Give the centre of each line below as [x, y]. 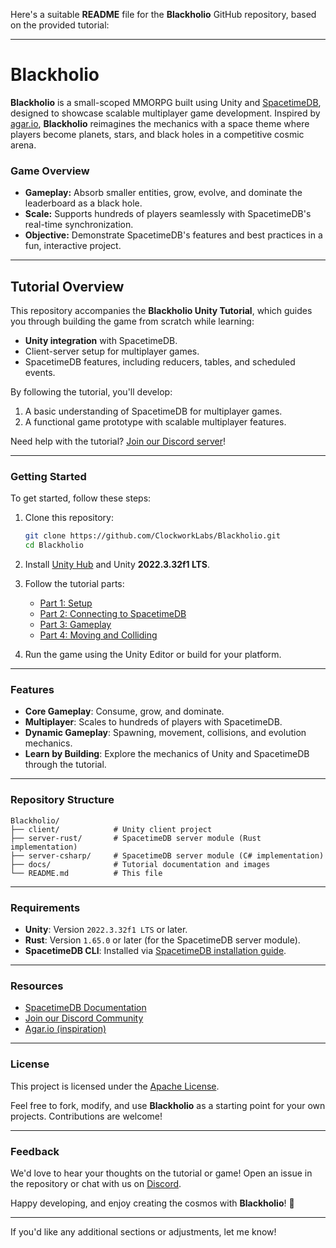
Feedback [35, 1151]
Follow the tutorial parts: [74, 584]
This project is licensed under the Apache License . [115, 1086]
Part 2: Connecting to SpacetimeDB [113, 614]
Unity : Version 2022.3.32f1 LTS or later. [106, 929]
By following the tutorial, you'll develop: [91, 392]
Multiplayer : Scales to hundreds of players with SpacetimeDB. [153, 722]
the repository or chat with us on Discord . [96, 1183]
